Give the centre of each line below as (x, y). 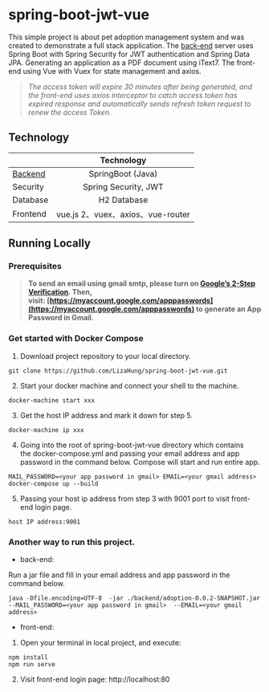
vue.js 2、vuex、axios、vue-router (123, 214)
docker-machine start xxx (51, 400)
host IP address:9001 (45, 522)
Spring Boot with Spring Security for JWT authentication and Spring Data (129, 54)
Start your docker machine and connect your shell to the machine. (129, 385)
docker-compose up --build (53, 483)
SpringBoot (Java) (123, 173)
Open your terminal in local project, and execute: (100, 643)
